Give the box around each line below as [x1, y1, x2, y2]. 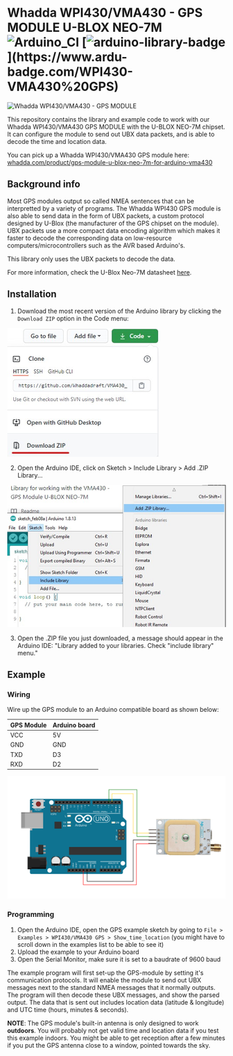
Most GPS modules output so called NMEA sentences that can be [7, 197, 195, 205]
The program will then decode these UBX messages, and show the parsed [7, 991, 220, 999]
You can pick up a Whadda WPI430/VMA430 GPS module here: [7, 151, 189, 159]
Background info [7, 179, 81, 190]
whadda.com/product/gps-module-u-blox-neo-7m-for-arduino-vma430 [7, 158, 213, 166]
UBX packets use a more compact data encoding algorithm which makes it [7, 226, 221, 234]
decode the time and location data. [7, 137, 107, 145]
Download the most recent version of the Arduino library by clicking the [17, 307, 222, 315]
